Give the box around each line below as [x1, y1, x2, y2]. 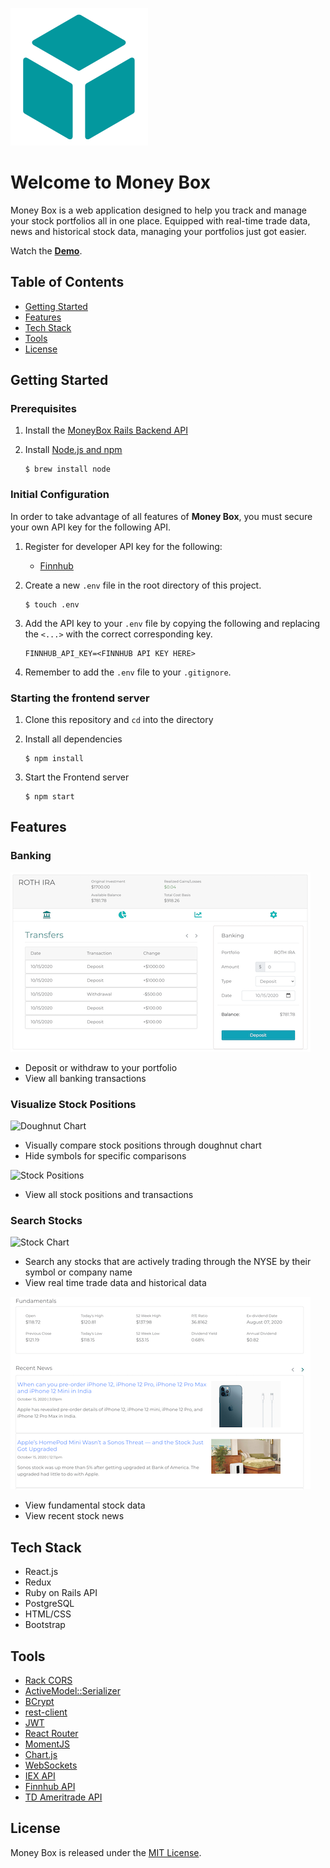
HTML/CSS [24, 1608, 72, 1620]
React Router [24, 1727, 79, 1739]
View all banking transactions [24, 1072, 147, 1084]
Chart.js [24, 1748, 58, 1760]
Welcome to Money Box [10, 171, 211, 194]
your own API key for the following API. [10, 521, 172, 533]
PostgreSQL [24, 1598, 75, 1610]
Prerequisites [10, 402, 77, 416]
